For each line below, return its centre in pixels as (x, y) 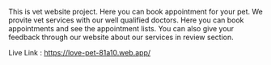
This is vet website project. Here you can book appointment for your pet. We (135, 12)
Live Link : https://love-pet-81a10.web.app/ (80, 53)
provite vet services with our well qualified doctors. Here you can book (126, 20)
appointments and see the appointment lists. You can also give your (121, 28)
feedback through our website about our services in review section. (121, 37)
